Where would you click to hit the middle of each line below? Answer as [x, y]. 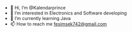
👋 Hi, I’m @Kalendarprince [38, 8]
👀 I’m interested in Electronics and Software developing [68, 13]
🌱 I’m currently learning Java [40, 18]
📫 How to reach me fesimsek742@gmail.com [58, 24]
